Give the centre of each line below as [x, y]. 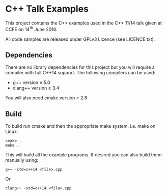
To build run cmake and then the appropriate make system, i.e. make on [80, 126]
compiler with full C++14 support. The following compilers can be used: [80, 73]
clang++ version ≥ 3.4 [36, 88]
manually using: [22, 160]
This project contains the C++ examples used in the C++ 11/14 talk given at [83, 23]
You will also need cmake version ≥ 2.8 [46, 98]
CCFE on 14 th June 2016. [31, 29]
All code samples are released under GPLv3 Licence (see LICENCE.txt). [80, 39]
